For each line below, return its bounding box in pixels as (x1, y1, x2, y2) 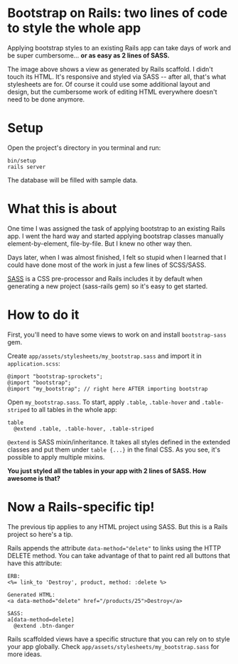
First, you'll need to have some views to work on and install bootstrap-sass (7, 330, 227, 339)
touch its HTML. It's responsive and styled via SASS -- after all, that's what (7, 72, 227, 81)
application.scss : (7, 359, 60, 367)
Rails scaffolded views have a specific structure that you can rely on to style (7, 634, 230, 643)
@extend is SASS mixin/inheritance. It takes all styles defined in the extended (7, 437, 231, 446)
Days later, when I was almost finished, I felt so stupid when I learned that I (7, 253, 227, 261)
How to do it (7, 307, 80, 322)
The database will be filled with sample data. (7, 175, 138, 184)
